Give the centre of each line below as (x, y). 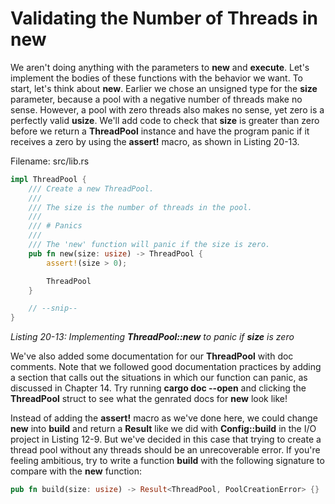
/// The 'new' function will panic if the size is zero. (149, 245)
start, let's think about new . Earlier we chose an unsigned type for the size (164, 88)
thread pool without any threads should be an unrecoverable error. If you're (165, 450)
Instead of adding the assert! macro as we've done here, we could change (164, 418)
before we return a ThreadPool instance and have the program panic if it (160, 131)
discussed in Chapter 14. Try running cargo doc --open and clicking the (158, 388)
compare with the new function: (76, 471)
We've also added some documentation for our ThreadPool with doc (152, 356)
